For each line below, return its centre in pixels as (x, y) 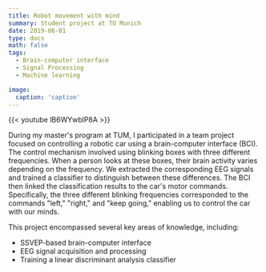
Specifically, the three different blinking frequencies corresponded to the (129, 195)
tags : (17, 53)
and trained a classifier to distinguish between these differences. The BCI (129, 178)
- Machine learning (48, 75)
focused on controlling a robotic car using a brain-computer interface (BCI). (133, 144)
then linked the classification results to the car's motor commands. (118, 186)
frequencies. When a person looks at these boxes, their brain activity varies (133, 161)
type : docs (26, 38)
